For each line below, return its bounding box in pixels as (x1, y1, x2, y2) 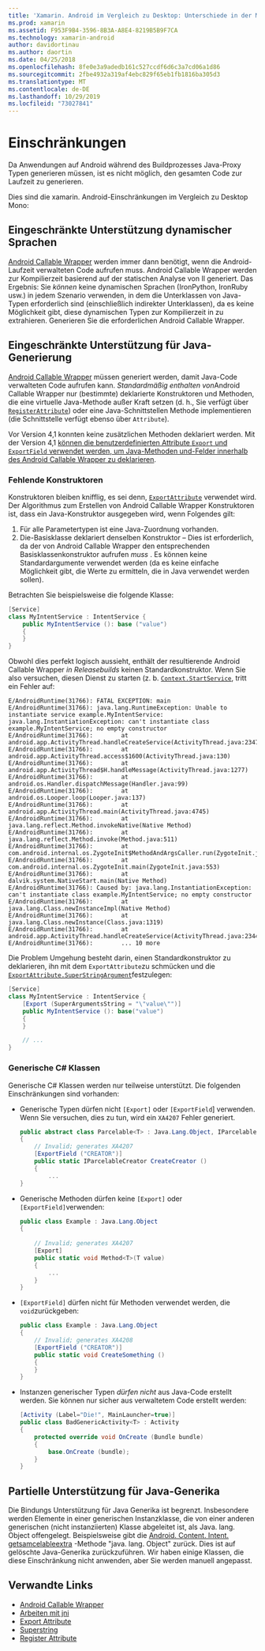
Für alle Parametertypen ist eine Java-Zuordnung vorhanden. (19, 524, 219, 534)
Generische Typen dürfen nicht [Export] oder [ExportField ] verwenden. (19, 1104, 256, 1114)
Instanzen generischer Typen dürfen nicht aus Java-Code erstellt (19, 1388, 233, 1397)
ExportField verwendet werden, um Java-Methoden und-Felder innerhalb (8, 446, 248, 456)
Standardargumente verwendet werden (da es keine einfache (19, 558, 219, 567)
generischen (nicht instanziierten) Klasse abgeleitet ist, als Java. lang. (8, 1522, 235, 1532)
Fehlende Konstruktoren (8, 474, 104, 485)
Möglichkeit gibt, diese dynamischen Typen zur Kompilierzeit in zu (8, 307, 224, 316)
